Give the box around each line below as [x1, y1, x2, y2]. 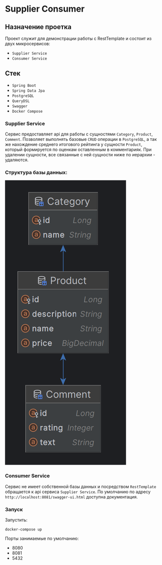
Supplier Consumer [5, 3, 85, 15]
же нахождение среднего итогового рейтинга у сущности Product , [5, 142, 143, 148]
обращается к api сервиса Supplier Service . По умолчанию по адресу [5, 489, 151, 495]
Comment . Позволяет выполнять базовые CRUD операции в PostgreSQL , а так [5, 136, 157, 142]
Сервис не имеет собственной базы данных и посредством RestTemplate [5, 483, 156, 489]
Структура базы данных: [5, 169, 68, 176]
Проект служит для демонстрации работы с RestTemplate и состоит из [5, 35, 152, 41]
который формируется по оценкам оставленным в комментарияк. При [5, 147, 152, 152]
